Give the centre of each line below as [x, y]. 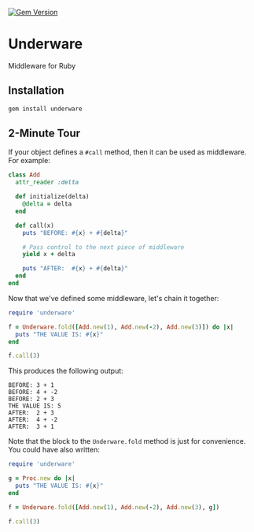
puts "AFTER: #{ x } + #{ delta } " [75, 269]
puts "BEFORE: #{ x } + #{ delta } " [75, 233]
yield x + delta [49, 255]
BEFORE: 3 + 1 [31, 385]
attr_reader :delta [47, 182]
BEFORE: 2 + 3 [31, 399]
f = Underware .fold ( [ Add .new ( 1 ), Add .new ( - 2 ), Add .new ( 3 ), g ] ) [114, 507]
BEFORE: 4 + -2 [33, 392]
